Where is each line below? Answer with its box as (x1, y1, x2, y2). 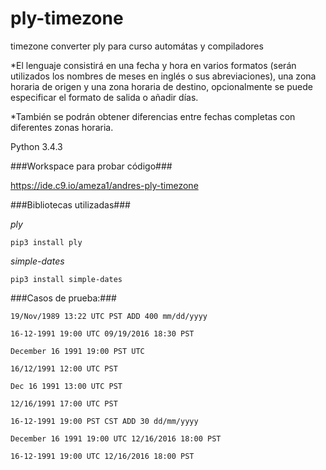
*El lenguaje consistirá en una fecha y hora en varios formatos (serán (10, 59, 297, 71)
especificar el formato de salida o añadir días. (10, 91, 199, 103)
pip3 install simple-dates (10, 274, 123, 284)
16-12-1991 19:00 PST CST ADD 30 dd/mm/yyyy (10, 416, 199, 426)
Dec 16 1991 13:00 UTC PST (10, 381, 123, 391)
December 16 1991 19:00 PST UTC (10, 346, 145, 356)
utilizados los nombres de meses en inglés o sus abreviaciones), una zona (10, 70, 317, 82)
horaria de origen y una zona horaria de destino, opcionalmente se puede (10, 80, 313, 92)
